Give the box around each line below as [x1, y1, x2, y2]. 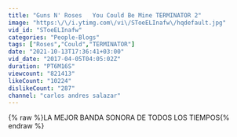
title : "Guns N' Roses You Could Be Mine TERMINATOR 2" [8, 11, 202, 20]
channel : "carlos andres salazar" [8, 92, 122, 99]
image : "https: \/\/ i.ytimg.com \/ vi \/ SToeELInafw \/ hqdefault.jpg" [8, 19, 226, 27]
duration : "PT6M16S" [8, 63, 76, 70]
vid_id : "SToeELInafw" [8, 26, 82, 34]
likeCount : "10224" [8, 77, 72, 85]
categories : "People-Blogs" [8, 33, 100, 41]
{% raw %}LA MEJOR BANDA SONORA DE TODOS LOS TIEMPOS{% [8, 113, 230, 122]
